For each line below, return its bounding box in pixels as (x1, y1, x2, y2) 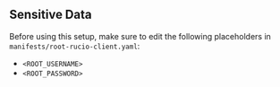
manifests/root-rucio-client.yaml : (9, 40, 140, 51)
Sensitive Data (9, 7, 92, 22)
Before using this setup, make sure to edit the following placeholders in (9, 30, 271, 41)
